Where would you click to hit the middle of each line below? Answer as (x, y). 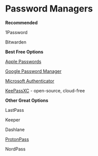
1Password (16, 32)
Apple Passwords (23, 61)
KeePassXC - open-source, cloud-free (45, 90)
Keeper (13, 120)
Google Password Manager (33, 71)
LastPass (15, 110)
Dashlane (15, 129)
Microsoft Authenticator (30, 81)
